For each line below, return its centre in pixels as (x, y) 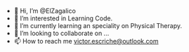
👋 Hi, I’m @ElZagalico (45, 11)
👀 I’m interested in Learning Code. (63, 18)
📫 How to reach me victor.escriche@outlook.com (86, 41)
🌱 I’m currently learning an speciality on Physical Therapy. (98, 26)
